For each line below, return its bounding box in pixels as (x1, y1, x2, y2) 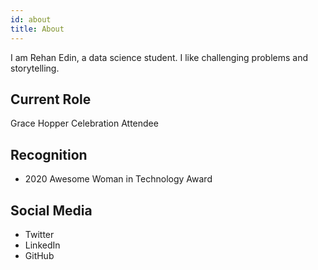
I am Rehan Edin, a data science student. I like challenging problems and (10, 51, 308, 63)
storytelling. (10, 62, 60, 74)
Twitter (24, 228, 55, 240)
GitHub (24, 249, 55, 261)
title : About (10, 24, 65, 34)
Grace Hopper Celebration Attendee (10, 117, 159, 130)
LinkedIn (24, 239, 61, 251)
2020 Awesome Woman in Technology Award (24, 173, 213, 185)
